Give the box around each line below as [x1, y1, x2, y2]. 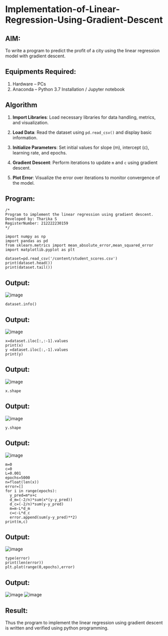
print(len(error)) [5, 560, 44, 566]
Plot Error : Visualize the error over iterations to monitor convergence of [12, 175, 160, 181]
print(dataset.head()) [5, 261, 53, 266]
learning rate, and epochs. [12, 149, 67, 155]
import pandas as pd [5, 238, 49, 244]
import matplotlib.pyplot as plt [5, 248, 75, 253]
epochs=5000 [5, 475, 30, 480]
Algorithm [5, 101, 38, 109]
